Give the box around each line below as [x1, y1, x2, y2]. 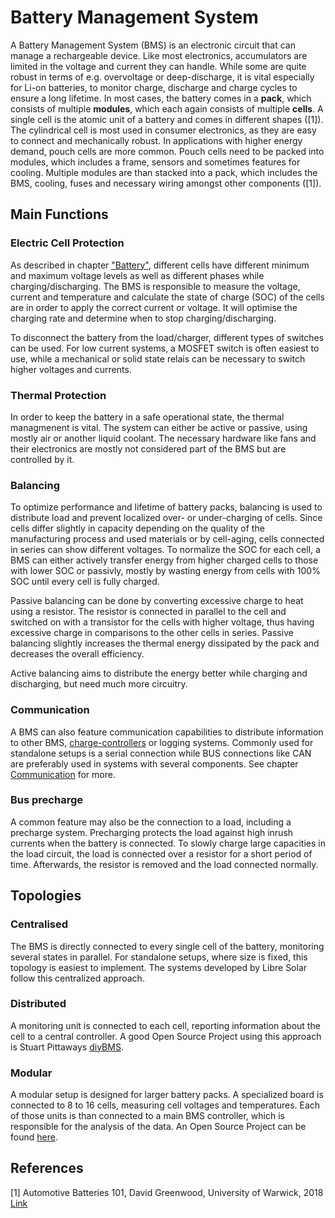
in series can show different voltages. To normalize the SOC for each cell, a [10, 544, 321, 556]
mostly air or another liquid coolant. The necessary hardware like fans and [10, 432, 317, 444]
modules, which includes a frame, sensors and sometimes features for [10, 156, 301, 168]
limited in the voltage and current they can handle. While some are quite [10, 60, 307, 72]
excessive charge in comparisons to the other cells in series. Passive [10, 627, 294, 639]
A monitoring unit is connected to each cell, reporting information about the [10, 1019, 321, 1031]
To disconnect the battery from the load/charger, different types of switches [10, 331, 325, 343]
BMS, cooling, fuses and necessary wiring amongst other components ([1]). [10, 177, 322, 189]
